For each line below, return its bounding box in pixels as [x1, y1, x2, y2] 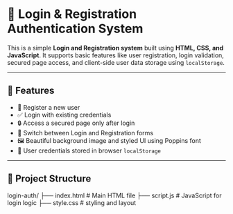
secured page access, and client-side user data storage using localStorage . [7, 58, 225, 66]
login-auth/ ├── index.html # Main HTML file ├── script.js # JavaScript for [7, 191, 222, 200]
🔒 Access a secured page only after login [17, 119, 135, 127]
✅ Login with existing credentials [17, 110, 112, 119]
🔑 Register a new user [17, 103, 80, 111]
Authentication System [7, 21, 144, 37]
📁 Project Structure [7, 173, 92, 185]
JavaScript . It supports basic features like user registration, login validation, [7, 51, 224, 59]
